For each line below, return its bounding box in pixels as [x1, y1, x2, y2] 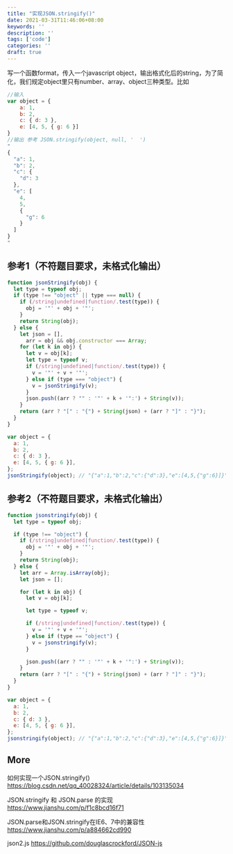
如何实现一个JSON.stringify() [7, 774, 90, 782]
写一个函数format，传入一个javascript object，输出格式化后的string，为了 [7, 69, 218, 77]
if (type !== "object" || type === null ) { [13, 292, 141, 299]
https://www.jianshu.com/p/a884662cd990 [7, 826, 132, 834]
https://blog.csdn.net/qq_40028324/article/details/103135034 [7, 781, 184, 790]
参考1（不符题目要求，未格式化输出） [7, 261, 166, 272]
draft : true [7, 49, 42, 56]
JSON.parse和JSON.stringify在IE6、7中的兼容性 [7, 817, 145, 826]
